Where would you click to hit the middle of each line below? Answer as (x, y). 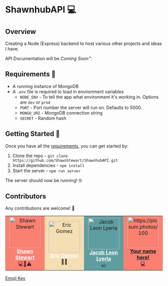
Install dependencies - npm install (48, 165)
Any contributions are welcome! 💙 (40, 208)
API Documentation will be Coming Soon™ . (49, 58)
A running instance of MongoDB (45, 86)
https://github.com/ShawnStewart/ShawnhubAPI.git (65, 160)
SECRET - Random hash (43, 118)
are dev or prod (35, 102)
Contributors (26, 196)
